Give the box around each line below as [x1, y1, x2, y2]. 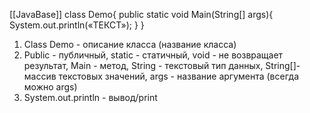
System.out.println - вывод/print [23, 92, 158, 103]
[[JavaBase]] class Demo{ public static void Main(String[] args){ [9, 9, 274, 20]
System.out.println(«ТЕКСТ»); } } [9, 19, 145, 31]
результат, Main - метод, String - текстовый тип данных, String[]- [23, 60, 301, 71]
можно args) [23, 81, 78, 93]
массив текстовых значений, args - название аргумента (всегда [23, 70, 300, 82]
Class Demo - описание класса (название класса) [23, 39, 237, 50]
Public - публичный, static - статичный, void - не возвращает [23, 49, 284, 61]
